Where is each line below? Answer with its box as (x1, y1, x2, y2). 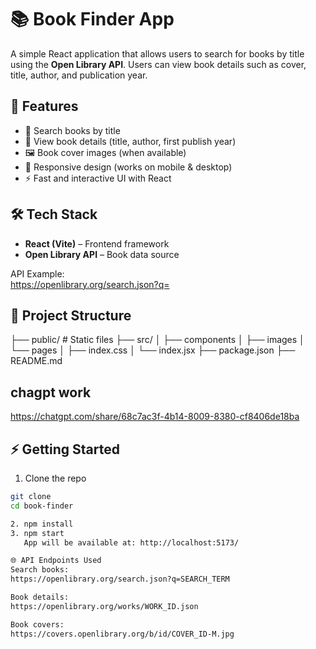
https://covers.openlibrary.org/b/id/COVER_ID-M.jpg (10, 629, 235, 639)
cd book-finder (10, 501, 74, 511)
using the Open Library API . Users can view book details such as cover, (10, 58, 307, 70)
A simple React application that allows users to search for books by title (10, 47, 305, 60)
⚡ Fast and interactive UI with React (24, 172, 172, 184)
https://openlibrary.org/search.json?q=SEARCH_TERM (10, 574, 230, 585)
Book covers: (10, 619, 65, 630)
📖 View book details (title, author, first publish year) (24, 135, 237, 147)
